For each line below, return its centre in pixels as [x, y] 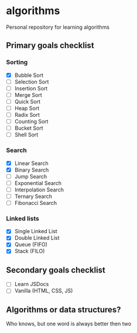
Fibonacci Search [36, 203]
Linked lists [23, 218]
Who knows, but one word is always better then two [69, 324]
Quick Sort [28, 102]
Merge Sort [28, 95]
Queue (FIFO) [31, 244]
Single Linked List [36, 231]
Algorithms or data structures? [64, 310]
